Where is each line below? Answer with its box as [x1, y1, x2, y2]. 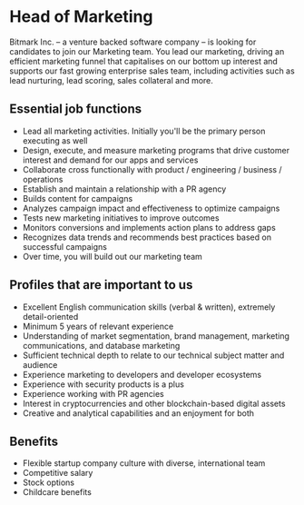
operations [22, 173, 64, 184]
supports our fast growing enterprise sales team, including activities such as [9, 65, 295, 76]
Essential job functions [9, 102, 142, 117]
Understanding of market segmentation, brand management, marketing [22, 330, 290, 342]
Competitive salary [22, 468, 93, 479]
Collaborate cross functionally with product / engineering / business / [22, 163, 283, 174]
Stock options [22, 477, 75, 488]
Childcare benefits [22, 487, 93, 498]
